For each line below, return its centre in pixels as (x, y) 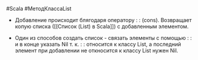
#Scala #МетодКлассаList (39, 9)
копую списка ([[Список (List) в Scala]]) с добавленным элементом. (102, 26)
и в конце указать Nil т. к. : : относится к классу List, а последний (98, 44)
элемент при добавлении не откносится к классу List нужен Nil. (96, 50)
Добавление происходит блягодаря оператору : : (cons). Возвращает (103, 20)
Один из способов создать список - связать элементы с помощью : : (103, 38)
